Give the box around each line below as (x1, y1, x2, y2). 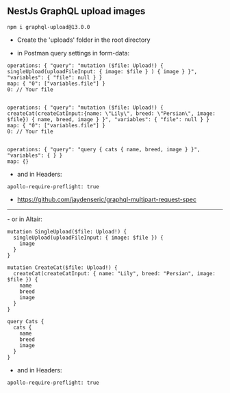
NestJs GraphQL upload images (7, 5, 146, 17)
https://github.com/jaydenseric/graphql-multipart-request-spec (16, 195, 197, 203)
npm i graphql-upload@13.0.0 (7, 23, 90, 30)
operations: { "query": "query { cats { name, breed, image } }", (7, 146, 201, 153)
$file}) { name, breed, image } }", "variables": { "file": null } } (7, 116, 210, 123)
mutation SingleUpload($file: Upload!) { (7, 228, 127, 235)
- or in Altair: (7, 215, 43, 223)
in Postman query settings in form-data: (16, 49, 130, 57)
